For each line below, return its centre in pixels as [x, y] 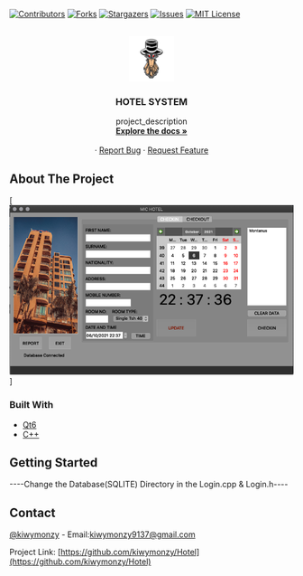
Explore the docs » [151, 131]
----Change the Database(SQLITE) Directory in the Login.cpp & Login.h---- [149, 485]
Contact [32, 512]
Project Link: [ [35, 552]
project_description [151, 121]
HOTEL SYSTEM [151, 101]
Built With [32, 405]
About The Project [62, 179]
